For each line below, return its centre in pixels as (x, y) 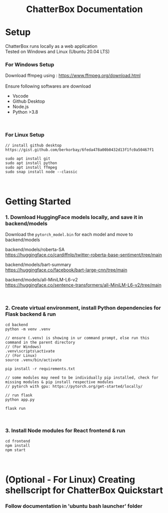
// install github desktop (33, 145)
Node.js (21, 107)
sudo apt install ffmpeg (31, 167)
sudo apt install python (31, 163)
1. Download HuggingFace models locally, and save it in (74, 217)
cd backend (17, 325)
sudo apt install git (28, 159)
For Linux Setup (25, 135)
